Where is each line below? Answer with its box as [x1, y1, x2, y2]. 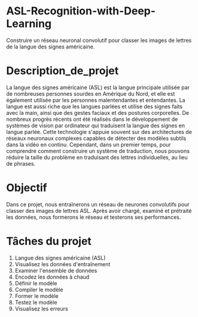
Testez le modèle [14, 298, 57, 306]
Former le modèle [14, 292, 59, 300]
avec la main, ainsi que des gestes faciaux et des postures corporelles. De [6, 109, 190, 116]
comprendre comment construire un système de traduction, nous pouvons [6, 147, 190, 154]
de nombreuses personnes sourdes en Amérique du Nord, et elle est [6, 90, 175, 97]
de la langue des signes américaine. [6, 43, 95, 50]
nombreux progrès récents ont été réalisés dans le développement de [6, 115, 178, 123]
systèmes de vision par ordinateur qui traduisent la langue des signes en [6, 121, 185, 129]
